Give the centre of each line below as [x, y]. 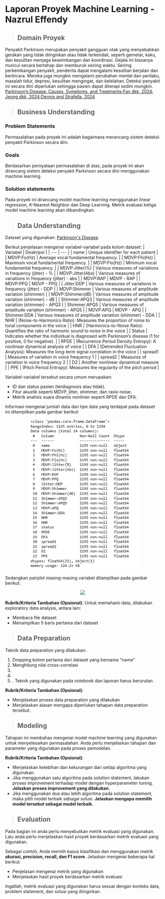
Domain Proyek [41, 38]
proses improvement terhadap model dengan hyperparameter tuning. [83, 783]
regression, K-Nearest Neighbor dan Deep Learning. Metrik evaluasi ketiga [81, 205]
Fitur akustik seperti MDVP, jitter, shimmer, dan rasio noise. [72, 392]
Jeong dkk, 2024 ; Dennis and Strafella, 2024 [50, 97]
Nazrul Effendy [36, 19]
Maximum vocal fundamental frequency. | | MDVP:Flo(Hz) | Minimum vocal [81, 263]
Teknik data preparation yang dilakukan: [46, 650]
